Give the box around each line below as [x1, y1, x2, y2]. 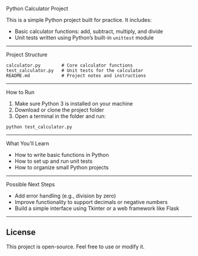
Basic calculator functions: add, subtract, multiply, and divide [14, 28, 163, 35]
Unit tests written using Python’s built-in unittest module [14, 34, 154, 41]
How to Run [6, 88, 35, 96]
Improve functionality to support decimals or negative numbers [14, 199, 168, 205]
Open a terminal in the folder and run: [14, 113, 106, 120]
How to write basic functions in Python [14, 152, 109, 158]
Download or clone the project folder [14, 106, 104, 113]
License [6, 227, 36, 238]
